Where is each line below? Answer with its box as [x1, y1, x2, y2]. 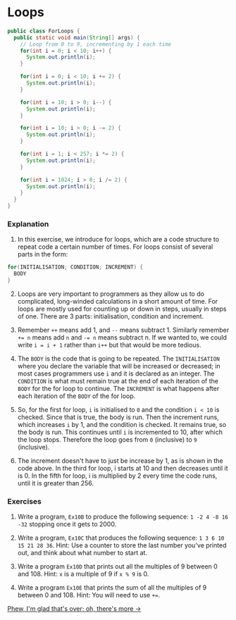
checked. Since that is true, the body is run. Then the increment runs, [17, 413, 220, 421]
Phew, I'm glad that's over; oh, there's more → [7, 604, 142, 613]
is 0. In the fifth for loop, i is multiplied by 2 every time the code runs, [17, 471, 218, 480]
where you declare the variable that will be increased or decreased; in [17, 361, 221, 370]
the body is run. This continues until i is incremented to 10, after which [17, 428, 223, 436]
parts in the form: [17, 250, 68, 259]
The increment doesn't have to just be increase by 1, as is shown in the [17, 456, 223, 465]
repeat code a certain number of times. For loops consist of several [17, 242, 213, 251]
